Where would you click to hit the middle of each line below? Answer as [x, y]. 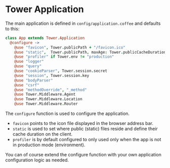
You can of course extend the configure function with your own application [83, 155]
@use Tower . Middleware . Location [48, 99]
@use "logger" [29, 62]
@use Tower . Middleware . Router [46, 104]
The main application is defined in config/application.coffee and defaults [83, 23]
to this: [12, 28]
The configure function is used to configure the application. [68, 114]
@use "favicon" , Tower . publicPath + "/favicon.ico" [70, 47]
